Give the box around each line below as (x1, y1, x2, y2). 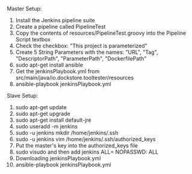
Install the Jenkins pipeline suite (15, 17, 96, 23)
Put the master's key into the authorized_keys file (15, 142, 138, 149)
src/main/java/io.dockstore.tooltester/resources (15, 74, 134, 81)
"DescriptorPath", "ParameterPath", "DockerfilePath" (15, 55, 147, 62)
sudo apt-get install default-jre (15, 116, 91, 124)
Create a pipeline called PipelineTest (15, 23, 106, 30)
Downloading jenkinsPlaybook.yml (15, 155, 101, 161)
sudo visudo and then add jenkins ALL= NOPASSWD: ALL (15, 148, 159, 155)
